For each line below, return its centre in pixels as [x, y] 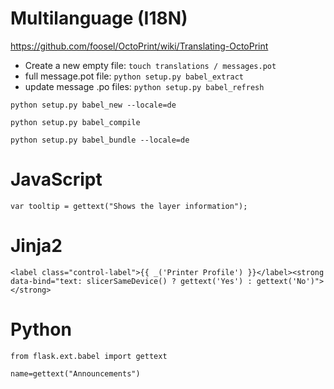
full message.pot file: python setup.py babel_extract [134, 76]
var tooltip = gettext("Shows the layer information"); [129, 206]
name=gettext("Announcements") [75, 373]
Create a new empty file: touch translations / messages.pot [150, 65]
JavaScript [56, 179]
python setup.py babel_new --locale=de [93, 105]
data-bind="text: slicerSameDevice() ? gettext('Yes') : [131, 281]
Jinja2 [36, 246]
